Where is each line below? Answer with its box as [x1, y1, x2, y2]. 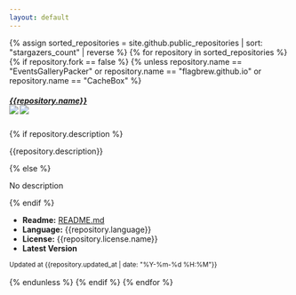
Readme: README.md [21, 214, 105, 225]
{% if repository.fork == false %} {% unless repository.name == [9, 56, 243, 67]
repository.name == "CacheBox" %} [9, 75, 142, 85]
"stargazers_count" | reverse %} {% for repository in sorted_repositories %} [9, 46, 288, 58]
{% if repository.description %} [9, 128, 124, 139]
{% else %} [9, 163, 52, 173]
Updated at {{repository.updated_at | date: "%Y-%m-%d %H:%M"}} [9, 259, 218, 269]
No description [9, 179, 64, 191]
